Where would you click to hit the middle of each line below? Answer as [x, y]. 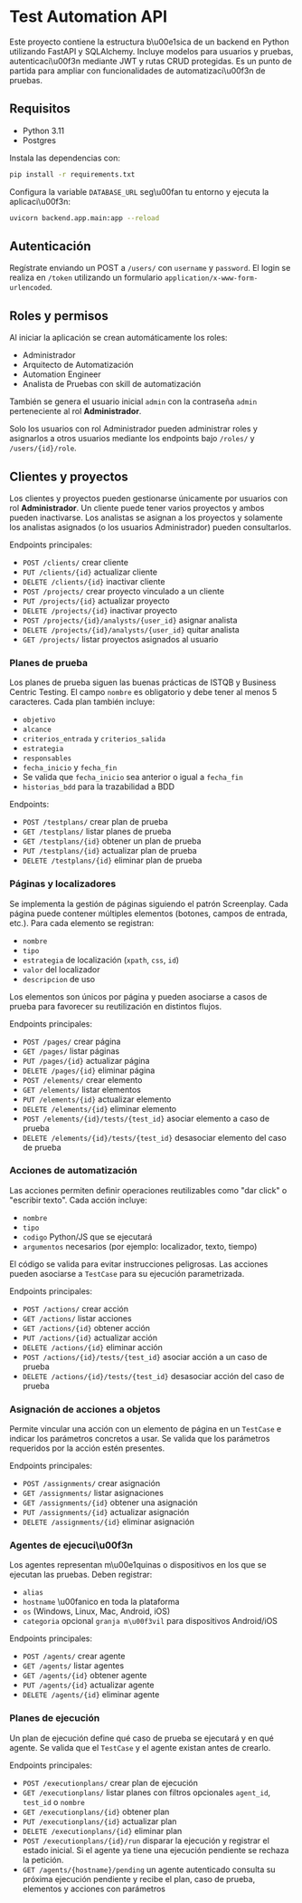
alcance [37, 730]
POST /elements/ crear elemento [82, 1079]
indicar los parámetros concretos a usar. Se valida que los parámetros [140, 1439]
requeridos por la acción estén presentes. [87, 1448]
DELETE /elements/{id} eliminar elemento [99, 1108]
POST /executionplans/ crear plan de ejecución [110, 1782]
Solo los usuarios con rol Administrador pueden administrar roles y [133, 429]
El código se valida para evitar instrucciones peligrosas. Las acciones [139, 1264]
